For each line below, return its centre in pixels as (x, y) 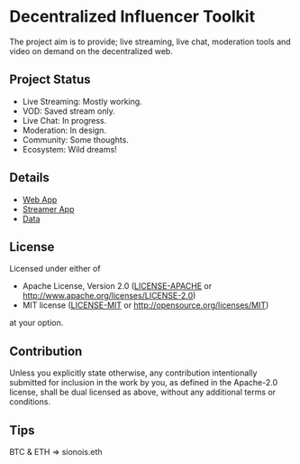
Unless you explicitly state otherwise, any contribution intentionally (133, 373)
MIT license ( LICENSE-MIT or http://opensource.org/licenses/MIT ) (145, 305)
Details (29, 178)
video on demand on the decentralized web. (91, 51)
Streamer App (48, 209)
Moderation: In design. (64, 130)
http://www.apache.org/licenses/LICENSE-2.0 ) (109, 296)
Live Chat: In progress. (64, 120)
